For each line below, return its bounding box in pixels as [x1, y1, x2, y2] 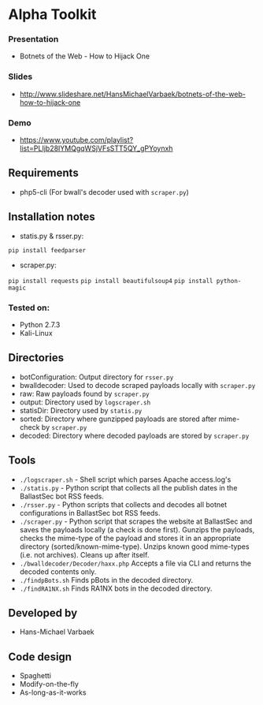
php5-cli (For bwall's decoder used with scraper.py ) [19, 187, 189, 196]
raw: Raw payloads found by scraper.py [19, 389, 150, 398]
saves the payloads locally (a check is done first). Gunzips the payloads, [19, 524, 255, 534]
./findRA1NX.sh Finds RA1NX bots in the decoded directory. [19, 584, 213, 593]
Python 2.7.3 [19, 320, 61, 329]
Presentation [8, 34, 59, 45]
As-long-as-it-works [19, 688, 87, 697]
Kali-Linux [19, 329, 53, 338]
